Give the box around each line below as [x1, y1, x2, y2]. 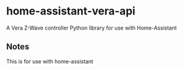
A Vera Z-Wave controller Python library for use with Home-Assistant [6, 24, 177, 31]
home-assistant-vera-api [6, 4, 135, 18]
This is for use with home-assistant [6, 57, 93, 65]
